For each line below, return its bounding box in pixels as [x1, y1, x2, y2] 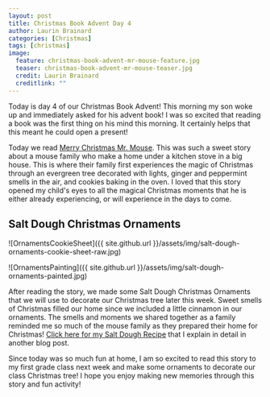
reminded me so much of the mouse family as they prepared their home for [8, 321, 258, 331]
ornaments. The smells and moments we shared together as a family [8, 312, 236, 322]
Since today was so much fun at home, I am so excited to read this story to [8, 354, 256, 363]
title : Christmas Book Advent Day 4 [8, 19, 131, 27]
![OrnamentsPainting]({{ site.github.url [8, 263, 135, 272]
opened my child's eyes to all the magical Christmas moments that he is [8, 185, 247, 195]
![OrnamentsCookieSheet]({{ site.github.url [8, 238, 152, 248]
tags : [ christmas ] [8, 42, 70, 50]
